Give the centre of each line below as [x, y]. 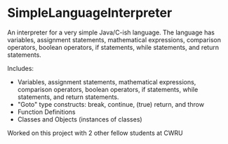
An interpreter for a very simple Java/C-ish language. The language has [111, 32]
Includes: [20, 68]
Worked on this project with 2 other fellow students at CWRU [95, 133]
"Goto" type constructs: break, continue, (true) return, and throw [111, 104]
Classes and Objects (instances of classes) [80, 119]
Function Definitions [46, 112]
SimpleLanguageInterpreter [90, 13]
